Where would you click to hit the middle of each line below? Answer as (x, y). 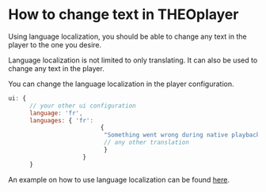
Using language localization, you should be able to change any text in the (127, 36)
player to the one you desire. (55, 44)
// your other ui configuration (82, 105)
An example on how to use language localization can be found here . (119, 179)
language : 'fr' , (56, 113)
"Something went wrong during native (166, 135)
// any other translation (147, 143)
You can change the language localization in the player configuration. (122, 84)
